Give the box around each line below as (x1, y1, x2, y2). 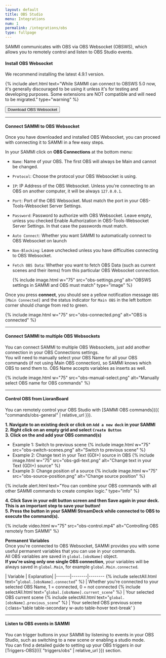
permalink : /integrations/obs (5, 26, 68, 31)
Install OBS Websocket (5, 60, 53, 66)
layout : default (5, 7, 39, 12)
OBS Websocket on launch (12, 238, 67, 244)
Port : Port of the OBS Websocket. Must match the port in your (12, 198, 139, 204)
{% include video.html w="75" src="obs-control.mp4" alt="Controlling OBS (5, 523, 159, 529)
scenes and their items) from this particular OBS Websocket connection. (12, 268, 160, 273)
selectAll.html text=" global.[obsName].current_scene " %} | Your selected (5, 589, 154, 595)
